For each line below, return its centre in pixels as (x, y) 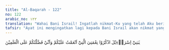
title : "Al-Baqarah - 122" (33, 10)
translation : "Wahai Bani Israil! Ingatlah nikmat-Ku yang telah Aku (80, 24)
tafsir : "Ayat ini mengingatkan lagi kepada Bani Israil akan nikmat (80, 28)
